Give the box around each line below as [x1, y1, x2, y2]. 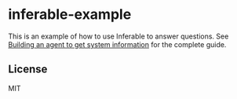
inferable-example [8, 5, 132, 24]
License [8, 63, 48, 76]
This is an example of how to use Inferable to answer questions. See [8, 31, 229, 41]
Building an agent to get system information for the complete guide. [8, 39, 227, 49]
